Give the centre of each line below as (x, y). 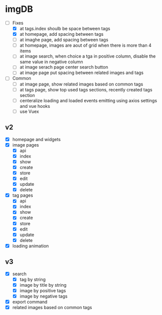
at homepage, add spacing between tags (62, 34)
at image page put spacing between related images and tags (81, 73)
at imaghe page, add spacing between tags (64, 40)
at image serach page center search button (64, 67)
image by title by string (43, 285)
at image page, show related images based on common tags (81, 84)
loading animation (30, 246)
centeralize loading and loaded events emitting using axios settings (88, 100)
